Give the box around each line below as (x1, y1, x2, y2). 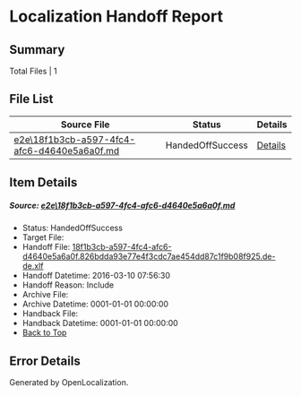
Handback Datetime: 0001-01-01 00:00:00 (21, 318, 179, 329)
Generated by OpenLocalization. (9, 376, 129, 387)
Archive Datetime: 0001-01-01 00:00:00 (21, 298, 168, 310)
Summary (9, 42, 65, 57)
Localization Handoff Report (9, 6, 224, 27)
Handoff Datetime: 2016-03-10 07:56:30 (21, 271, 171, 281)
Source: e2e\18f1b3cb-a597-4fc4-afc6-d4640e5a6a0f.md (9, 200, 236, 211)
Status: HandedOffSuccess (21, 222, 124, 234)
